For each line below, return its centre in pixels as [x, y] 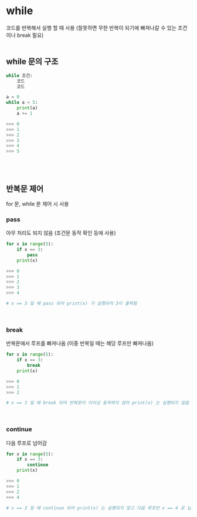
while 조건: [19, 75]
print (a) [27, 108]
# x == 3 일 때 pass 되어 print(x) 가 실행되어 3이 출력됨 [72, 303]
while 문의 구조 [32, 62]
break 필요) [30, 35]
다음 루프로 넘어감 [26, 443]
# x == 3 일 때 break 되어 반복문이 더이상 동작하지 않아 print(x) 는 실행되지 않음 [98, 403]
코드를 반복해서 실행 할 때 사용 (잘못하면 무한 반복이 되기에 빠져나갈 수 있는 [91, 28]
